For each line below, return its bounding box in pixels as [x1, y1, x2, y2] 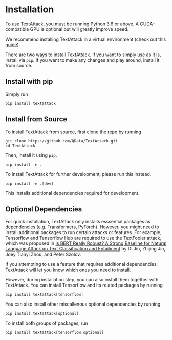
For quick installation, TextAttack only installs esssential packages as [5, 219, 151, 225]
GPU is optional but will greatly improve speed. [30, 26, 129, 32]
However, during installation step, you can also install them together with [5, 277, 159, 283]
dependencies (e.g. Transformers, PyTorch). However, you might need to [5, 224, 160, 230]
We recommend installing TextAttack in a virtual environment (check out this [5, 36, 166, 42]
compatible [5, 26, 29, 32]
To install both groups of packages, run [5, 320, 89, 326]
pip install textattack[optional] [5, 311, 79, 316]
